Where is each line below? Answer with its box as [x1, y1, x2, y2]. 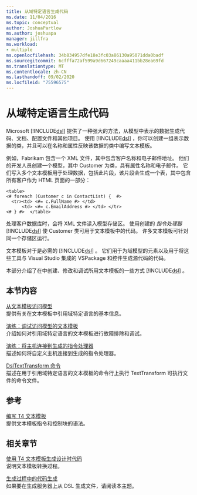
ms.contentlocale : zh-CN [6, 69, 67, 75]
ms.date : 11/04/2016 [6, 14, 57, 20]
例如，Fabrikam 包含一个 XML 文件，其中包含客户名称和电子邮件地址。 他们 [6, 154, 189, 162]
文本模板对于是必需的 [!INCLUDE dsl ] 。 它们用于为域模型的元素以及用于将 [6, 247, 184, 254]
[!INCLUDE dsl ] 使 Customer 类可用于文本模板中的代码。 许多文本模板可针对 [6, 227, 189, 234]
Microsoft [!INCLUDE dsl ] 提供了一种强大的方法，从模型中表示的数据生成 [6, 127, 180, 134]
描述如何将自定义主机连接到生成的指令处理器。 [6, 349, 119, 356]
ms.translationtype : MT [6, 63, 64, 69]
